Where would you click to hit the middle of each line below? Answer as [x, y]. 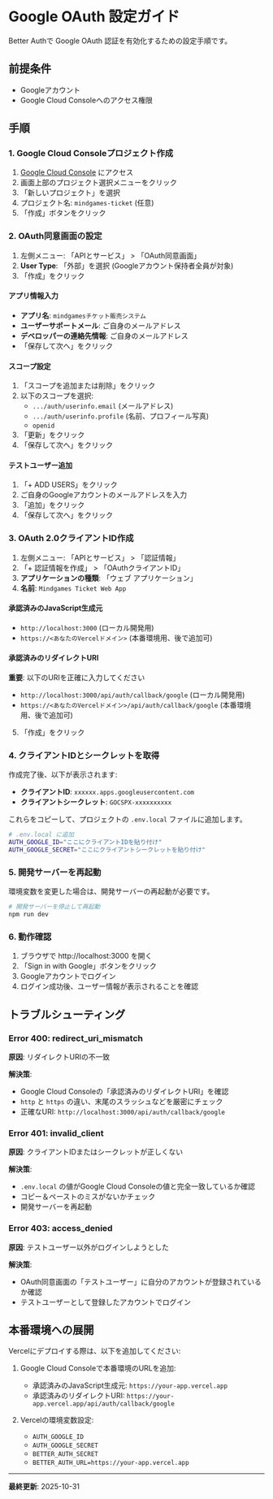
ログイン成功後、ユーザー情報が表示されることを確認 [109, 986]
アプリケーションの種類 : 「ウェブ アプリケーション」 [108, 578]
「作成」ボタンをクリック [63, 213]
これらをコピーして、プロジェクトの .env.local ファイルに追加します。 [128, 819]
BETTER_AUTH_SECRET [65, 1454]
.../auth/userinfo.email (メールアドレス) [103, 406]
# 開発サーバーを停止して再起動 [54, 907]
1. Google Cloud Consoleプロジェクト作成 [91, 154]
